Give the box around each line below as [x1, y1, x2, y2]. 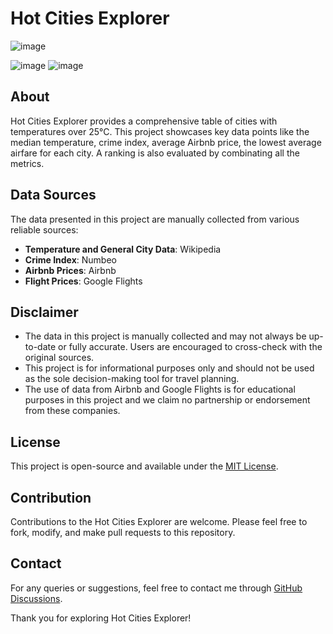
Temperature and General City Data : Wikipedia [24, 243, 222, 255]
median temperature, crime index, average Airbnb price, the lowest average [10, 136, 322, 148]
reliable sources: [10, 223, 79, 236]
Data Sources [10, 187, 97, 204]
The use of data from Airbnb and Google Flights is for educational [24, 383, 296, 396]
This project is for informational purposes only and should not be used [24, 362, 315, 374]
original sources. [24, 352, 95, 364]
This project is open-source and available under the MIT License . [10, 460, 279, 472]
